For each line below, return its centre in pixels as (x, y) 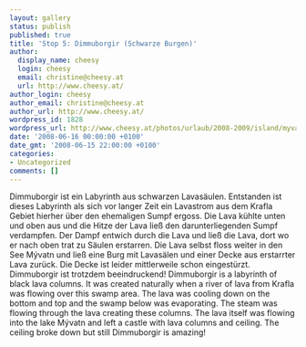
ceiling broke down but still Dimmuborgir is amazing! (108, 332)
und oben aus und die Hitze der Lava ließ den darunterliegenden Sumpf (144, 226)
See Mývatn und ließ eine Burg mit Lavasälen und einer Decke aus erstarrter (153, 255)
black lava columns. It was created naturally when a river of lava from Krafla (152, 284)
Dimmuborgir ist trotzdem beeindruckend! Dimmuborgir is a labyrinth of (143, 274)
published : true (40, 35)
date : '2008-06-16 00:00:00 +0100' (77, 137)
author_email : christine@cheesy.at (77, 103)
